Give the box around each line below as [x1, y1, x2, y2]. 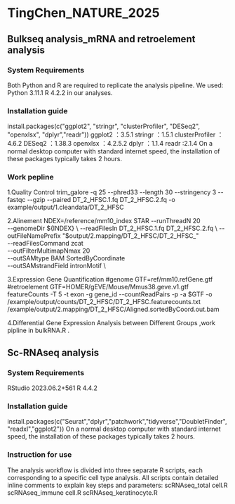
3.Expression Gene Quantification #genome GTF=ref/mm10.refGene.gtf [7, 275, 213, 284]
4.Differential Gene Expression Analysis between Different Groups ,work [7, 319, 216, 327]
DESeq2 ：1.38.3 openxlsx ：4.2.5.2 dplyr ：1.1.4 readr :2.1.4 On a [23, 139, 213, 148]
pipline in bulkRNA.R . [7, 326, 70, 335]
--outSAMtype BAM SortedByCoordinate [7, 254, 126, 263]
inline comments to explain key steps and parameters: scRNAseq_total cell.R [7, 481, 228, 489]
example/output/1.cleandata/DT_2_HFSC [7, 203, 124, 212]
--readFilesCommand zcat [7, 239, 84, 248]
